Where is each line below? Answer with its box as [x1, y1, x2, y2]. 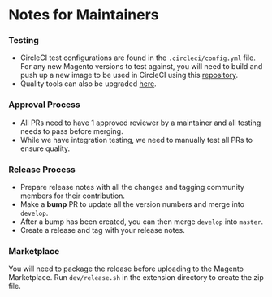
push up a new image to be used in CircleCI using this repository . [19, 71, 239, 80]
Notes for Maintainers [8, 6, 160, 24]
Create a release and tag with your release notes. [19, 226, 185, 235]
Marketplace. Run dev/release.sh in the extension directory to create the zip [8, 273, 264, 282]
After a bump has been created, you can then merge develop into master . [19, 217, 264, 226]
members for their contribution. [19, 191, 126, 200]
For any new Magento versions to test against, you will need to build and [19, 62, 263, 71]
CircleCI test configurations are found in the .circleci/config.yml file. [19, 53, 256, 62]
